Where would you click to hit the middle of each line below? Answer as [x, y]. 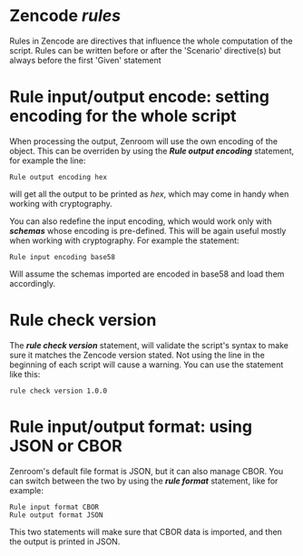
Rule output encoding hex [58, 177]
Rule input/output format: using [131, 426]
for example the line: [48, 161]
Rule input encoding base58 [63, 257]
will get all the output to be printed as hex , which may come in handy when [149, 194]
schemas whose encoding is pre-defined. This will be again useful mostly [148, 230]
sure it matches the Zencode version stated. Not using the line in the [137, 355]
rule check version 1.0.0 [58, 391]
